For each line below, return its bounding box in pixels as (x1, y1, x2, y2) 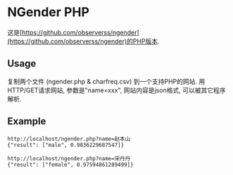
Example (7, 115, 46, 127)
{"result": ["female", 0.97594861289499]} (7, 161, 134, 168)
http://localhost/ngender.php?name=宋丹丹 (7, 155, 131, 162)
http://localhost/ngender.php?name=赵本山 (7, 135, 131, 142)
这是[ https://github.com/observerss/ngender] (7, 28, 139, 36)
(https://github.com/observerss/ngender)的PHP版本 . (7, 36, 160, 45)
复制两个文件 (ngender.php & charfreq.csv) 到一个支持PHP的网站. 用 (7, 77, 206, 85)
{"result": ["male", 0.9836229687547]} (7, 141, 125, 148)
